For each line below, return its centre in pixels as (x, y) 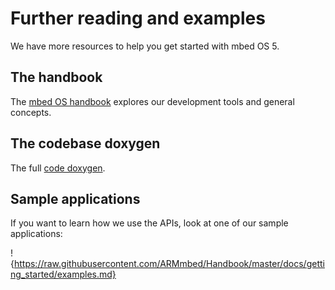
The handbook (56, 77)
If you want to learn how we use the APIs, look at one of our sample (149, 223)
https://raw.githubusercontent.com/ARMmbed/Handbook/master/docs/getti (169, 264)
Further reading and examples (138, 18)
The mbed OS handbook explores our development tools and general (152, 101)
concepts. (31, 112)
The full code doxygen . (58, 168)
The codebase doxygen (85, 143)
